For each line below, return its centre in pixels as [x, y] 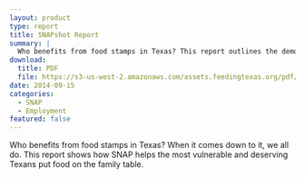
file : [28, 77]
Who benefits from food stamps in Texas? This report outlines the [148, 52]
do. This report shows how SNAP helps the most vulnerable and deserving [149, 154]
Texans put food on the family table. [77, 164]
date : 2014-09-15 [42, 85]
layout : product [40, 18]
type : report [34, 26]
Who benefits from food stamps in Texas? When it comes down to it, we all [149, 145]
